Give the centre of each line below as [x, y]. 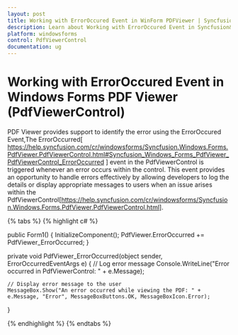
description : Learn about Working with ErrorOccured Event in [101, 27]
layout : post [27, 14]
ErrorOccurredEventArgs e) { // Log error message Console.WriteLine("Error [119, 263]
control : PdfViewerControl [47, 40]
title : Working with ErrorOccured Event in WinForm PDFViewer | [104, 21]
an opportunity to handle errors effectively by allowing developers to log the [118, 177]
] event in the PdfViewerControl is [155, 162]
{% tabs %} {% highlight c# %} [53, 221]
